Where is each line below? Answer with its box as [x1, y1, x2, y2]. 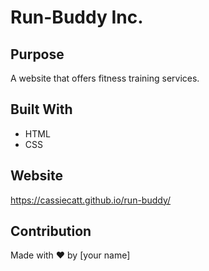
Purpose [10, 46, 65, 63]
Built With [10, 101, 73, 118]
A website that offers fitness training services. [10, 72, 200, 84]
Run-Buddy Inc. [10, 6, 144, 29]
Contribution [10, 223, 92, 240]
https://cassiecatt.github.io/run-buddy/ [10, 194, 172, 206]
